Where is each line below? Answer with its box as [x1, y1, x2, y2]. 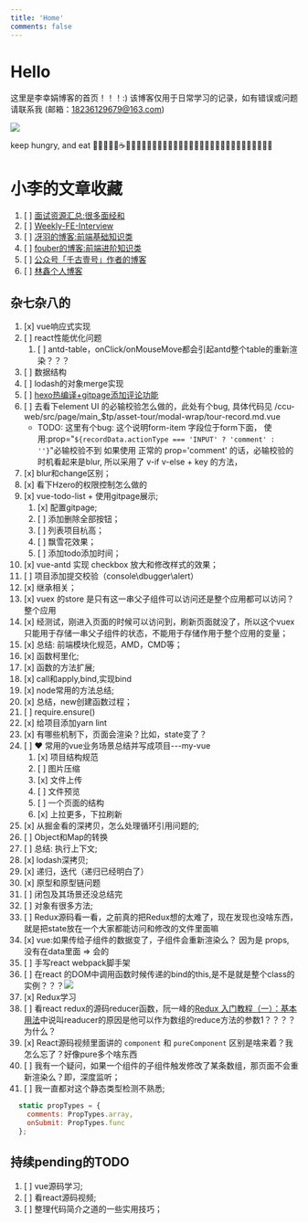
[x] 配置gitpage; [37, 502, 98, 513]
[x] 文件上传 [37, 774, 83, 786]
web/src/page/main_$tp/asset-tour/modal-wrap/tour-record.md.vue [23, 411, 281, 422]
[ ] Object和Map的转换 [23, 832, 109, 843]
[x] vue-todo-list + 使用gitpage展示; [23, 491, 159, 502]
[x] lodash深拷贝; [23, 855, 89, 866]
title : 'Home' [10, 13, 65, 23]
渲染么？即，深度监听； [31, 1071, 121, 1083]
